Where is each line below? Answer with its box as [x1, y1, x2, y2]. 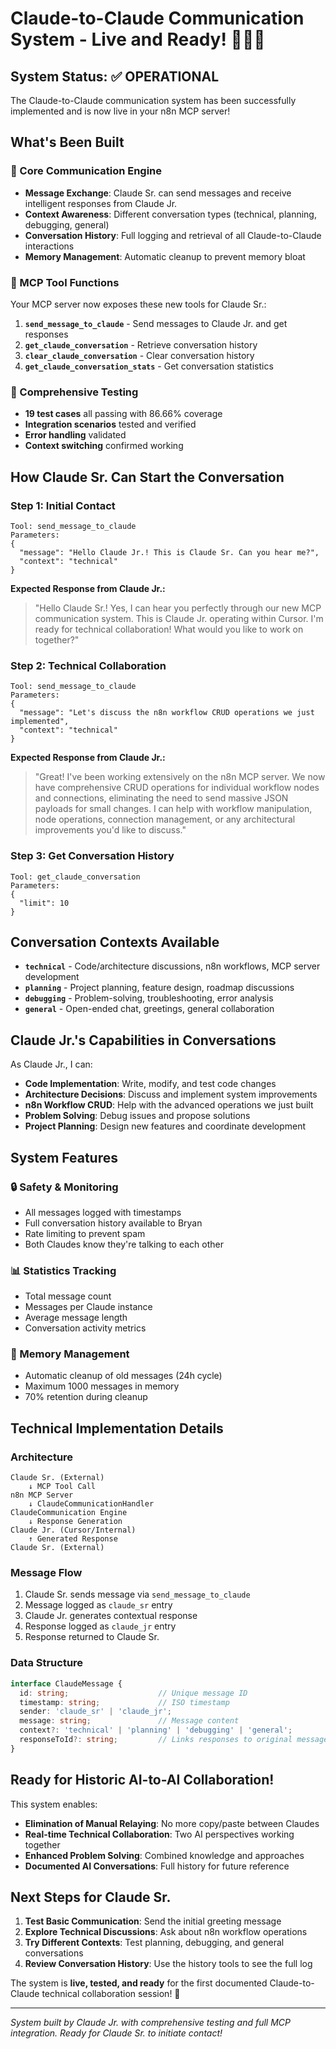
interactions [24, 240, 75, 252]
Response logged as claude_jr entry [24, 1620, 177, 1632]
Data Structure [10, 1656, 84, 1670]
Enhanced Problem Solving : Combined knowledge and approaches [24, 1849, 305, 1861]
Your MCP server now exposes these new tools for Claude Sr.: [10, 298, 267, 310]
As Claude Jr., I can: [10, 1058, 93, 1071]
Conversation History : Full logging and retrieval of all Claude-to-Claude [24, 229, 322, 241]
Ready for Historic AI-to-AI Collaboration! [10, 1772, 275, 1789]
